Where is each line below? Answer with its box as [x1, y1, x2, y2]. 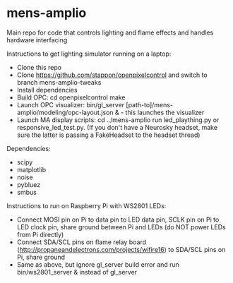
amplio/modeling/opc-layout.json [16, 108, 114, 116]
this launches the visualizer [125, 108, 205, 116]
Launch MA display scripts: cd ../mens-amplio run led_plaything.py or [16, 115, 220, 124]
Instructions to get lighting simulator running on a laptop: [6, 49, 172, 58]
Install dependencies [16, 85, 78, 94]
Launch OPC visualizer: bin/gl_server [16, 100, 125, 109]
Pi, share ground [16, 253, 65, 261]
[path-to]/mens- [126, 100, 174, 109]
